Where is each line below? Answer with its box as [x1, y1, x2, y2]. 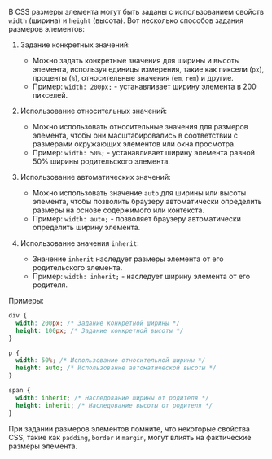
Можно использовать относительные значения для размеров [32, 122, 248, 131]
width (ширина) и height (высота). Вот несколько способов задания [8, 15, 244, 25]
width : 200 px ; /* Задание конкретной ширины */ [15, 319, 181, 327]
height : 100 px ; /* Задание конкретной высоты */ [15, 326, 184, 334]
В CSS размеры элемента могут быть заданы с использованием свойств [8, 7, 265, 16]
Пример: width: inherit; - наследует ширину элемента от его [32, 272, 251, 281]
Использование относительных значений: [20, 106, 168, 116]
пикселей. [32, 90, 68, 100]
